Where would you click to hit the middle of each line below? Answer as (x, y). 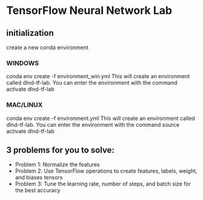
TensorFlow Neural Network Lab (89, 11)
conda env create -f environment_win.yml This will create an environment (98, 76)
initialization (30, 33)
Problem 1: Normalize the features (57, 165)
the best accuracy (38, 190)
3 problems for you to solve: (61, 150)
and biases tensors (39, 178)
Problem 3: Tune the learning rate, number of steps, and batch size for (103, 184)
